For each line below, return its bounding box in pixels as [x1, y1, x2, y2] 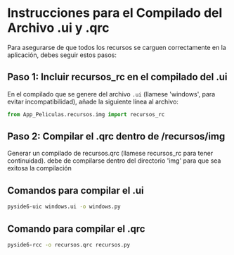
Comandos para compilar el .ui [7, 185, 144, 197]
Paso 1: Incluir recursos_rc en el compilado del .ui [7, 71, 228, 83]
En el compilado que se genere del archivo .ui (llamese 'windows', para [7, 89, 216, 98]
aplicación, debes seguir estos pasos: [7, 51, 117, 59]
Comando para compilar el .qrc [7, 223, 145, 235]
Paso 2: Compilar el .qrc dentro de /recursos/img [7, 130, 226, 142]
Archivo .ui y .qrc [7, 20, 110, 36]
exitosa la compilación [7, 164, 72, 173]
